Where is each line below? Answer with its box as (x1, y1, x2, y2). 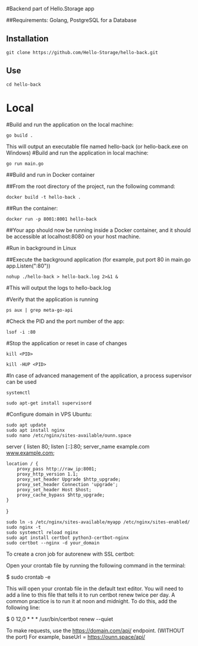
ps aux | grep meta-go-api (6, 307, 73, 313)
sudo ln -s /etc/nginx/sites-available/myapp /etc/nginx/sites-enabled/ (6, 519, 190, 525)
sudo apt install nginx (6, 427, 65, 433)
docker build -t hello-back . (6, 194, 81, 200)
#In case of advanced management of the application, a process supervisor (6, 372, 192, 379)
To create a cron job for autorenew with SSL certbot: (6, 550, 135, 557)
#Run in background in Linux (6, 244, 77, 252)
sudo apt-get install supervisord (6, 400, 92, 406)
